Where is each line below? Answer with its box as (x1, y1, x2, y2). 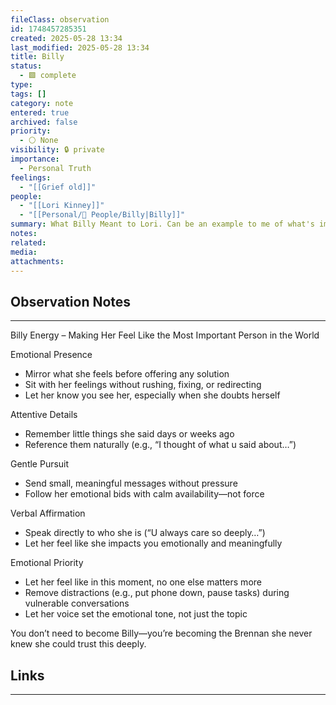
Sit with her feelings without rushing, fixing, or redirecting (24, 379, 262, 391)
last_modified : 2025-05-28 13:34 (10, 42, 150, 53)
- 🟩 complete (19, 71, 77, 81)
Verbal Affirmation (10, 507, 86, 520)
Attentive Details (10, 409, 78, 421)
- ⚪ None (19, 136, 59, 146)
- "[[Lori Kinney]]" (19, 201, 105, 211)
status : (10, 61, 43, 71)
